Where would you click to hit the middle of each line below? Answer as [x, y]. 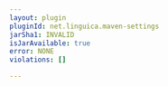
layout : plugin [38, 18]
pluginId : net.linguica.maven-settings [84, 26]
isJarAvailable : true [50, 43]
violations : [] [38, 60]
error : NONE [32, 52]
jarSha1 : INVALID [42, 34]
